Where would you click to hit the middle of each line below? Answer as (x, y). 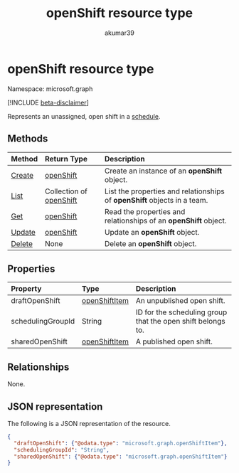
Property (26, 289)
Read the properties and (145, 211)
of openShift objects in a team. (156, 200)
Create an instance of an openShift (163, 171)
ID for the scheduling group (181, 312)
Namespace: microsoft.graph (50, 89)
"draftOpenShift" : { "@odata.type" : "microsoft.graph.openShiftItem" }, (121, 443)
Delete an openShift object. (150, 243)
